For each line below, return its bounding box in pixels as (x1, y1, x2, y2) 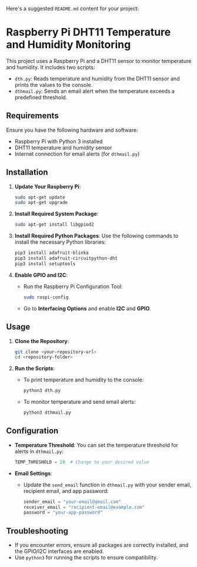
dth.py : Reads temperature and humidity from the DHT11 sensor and (14, 75, 180, 82)
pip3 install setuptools (14, 261, 76, 267)
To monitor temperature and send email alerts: (23, 398, 136, 405)
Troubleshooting (6, 526, 69, 536)
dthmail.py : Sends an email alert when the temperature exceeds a (14, 88, 175, 95)
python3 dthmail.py (23, 410, 72, 416)
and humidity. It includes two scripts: (6, 63, 95, 71)
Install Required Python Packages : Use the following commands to (14, 232, 179, 240)
